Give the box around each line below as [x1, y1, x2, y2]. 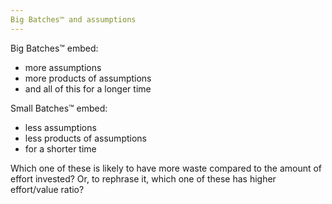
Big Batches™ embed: [10, 42, 99, 54]
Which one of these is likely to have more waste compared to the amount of [10, 162, 323, 174]
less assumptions [24, 121, 97, 133]
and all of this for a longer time [24, 82, 152, 95]
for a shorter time [24, 142, 97, 155]
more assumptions [24, 61, 102, 73]
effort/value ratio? [10, 183, 85, 195]
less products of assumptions [24, 132, 147, 144]
